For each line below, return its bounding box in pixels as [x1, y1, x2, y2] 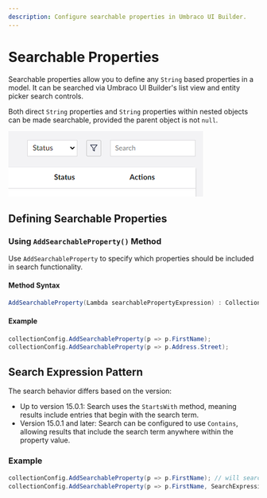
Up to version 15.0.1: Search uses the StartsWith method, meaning [19, 402, 237, 411]
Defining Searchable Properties [8, 211, 168, 226]
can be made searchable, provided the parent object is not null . [8, 115, 219, 125]
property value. [19, 435, 71, 445]
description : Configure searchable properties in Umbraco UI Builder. [8, 13, 247, 21]
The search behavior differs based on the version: [8, 386, 172, 396]
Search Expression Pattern [8, 365, 143, 379]
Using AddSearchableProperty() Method [8, 235, 161, 246]
